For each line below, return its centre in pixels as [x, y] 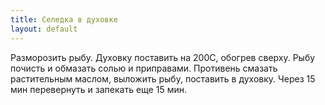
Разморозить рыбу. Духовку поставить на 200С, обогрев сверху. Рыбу [163, 57]
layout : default [44, 29]
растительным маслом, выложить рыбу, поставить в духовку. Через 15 [163, 78]
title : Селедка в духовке [64, 19]
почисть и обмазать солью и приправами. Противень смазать [144, 68]
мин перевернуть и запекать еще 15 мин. [98, 89]
